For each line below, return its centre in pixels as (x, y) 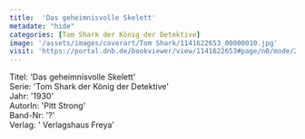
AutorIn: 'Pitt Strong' (48, 106)
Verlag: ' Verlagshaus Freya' (62, 125)
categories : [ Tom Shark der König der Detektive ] (105, 34)
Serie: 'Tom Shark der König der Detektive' (89, 87)
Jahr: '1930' (32, 97)
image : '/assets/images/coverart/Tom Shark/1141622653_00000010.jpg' (144, 43)
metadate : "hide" (42, 26)
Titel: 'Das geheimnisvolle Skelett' (73, 77)
